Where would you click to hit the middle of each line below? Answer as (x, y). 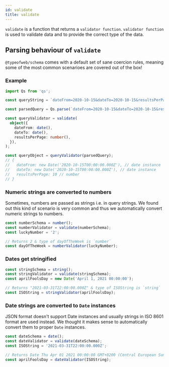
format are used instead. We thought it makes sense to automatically (76, 322)
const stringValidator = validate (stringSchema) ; (58, 274)
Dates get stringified (31, 259)
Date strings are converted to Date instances (60, 305)
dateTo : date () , (31, 132)
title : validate (22, 15)
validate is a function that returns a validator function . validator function (84, 29)
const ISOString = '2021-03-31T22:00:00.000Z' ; (56, 346)
